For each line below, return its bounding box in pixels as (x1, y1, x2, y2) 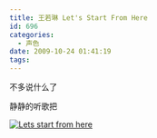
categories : (9, 30, 54, 39)
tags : (9, 55, 30, 64)
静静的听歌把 (9, 101, 57, 112)
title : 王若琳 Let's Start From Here (9, 13, 148, 23)
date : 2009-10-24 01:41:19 (9, 47, 112, 56)
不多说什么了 (9, 82, 57, 92)
